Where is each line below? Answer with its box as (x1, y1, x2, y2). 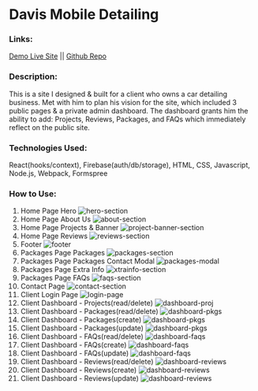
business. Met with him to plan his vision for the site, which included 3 (9, 97, 237, 107)
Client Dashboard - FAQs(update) (20, 348, 129, 358)
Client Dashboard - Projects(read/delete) (20, 298, 153, 308)
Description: (9, 71, 58, 82)
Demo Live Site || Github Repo (9, 51, 107, 61)
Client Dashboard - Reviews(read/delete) (20, 357, 154, 367)
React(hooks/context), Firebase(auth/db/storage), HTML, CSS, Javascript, (9, 160, 251, 170)
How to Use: (9, 188, 57, 199)
